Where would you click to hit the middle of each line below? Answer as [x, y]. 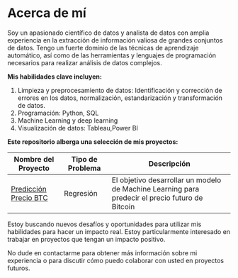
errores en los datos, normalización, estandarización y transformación [120, 98]
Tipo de [84, 159]
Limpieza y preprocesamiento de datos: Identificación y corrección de [120, 90]
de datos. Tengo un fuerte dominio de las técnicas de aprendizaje [103, 48]
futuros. [19, 268]
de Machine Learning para [155, 189]
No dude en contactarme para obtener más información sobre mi [102, 252]
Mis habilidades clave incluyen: [55, 77]
